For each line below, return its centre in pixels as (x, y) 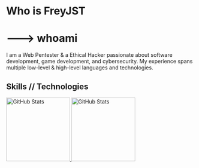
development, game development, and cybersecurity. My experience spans (99, 62)
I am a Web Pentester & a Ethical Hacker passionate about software (89, 55)
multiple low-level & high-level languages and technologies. (80, 68)
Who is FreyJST (46, 11)
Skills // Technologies (47, 86)
